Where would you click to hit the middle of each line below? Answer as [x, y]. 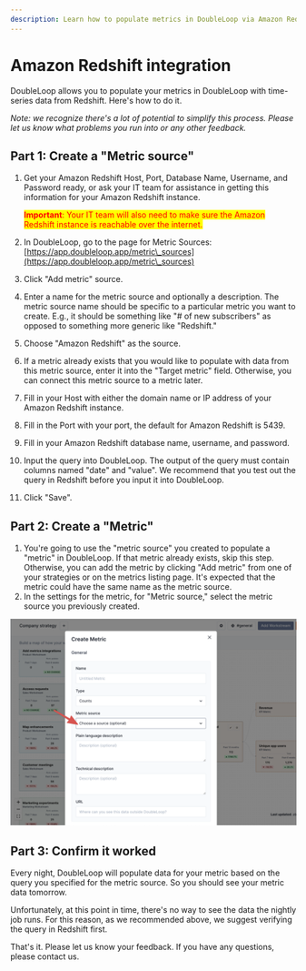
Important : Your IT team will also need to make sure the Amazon [144, 215]
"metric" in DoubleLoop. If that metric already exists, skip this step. [149, 558]
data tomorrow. [39, 893]
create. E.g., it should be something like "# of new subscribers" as [147, 316]
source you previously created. [81, 606]
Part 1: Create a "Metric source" [102, 156]
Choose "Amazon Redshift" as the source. [102, 344]
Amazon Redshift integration [121, 65]
